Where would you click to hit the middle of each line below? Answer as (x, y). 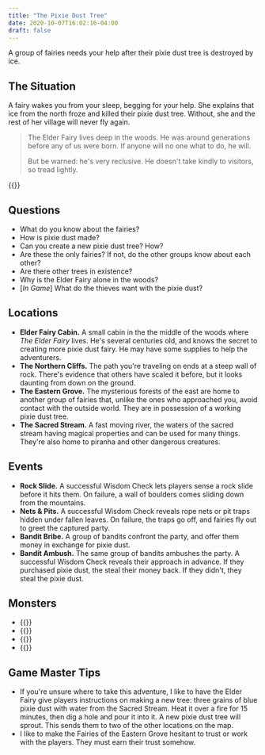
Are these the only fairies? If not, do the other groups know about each (135, 254)
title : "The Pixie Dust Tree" (58, 15)
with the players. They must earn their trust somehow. (108, 742)
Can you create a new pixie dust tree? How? (91, 246)
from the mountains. (53, 502)
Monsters (32, 604)
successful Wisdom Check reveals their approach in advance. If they (132, 561)
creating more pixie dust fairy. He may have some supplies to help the (133, 349)
